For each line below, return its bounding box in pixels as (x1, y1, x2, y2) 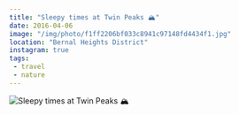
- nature (12, 71, 46, 80)
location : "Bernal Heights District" (9, 37, 149, 47)
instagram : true (9, 46, 69, 55)
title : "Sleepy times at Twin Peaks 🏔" (9, 12, 160, 22)
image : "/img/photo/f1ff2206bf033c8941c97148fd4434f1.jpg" (9, 29, 232, 38)
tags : (9, 54, 29, 63)
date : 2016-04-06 (9, 21, 73, 30)
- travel (12, 63, 46, 72)
